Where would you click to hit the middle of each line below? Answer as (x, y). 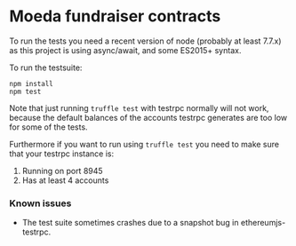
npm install (31, 83)
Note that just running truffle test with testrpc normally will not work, (139, 107)
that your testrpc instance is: (62, 154)
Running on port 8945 (63, 171)
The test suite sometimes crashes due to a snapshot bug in (130, 223)
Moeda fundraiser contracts (115, 16)
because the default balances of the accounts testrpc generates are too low (148, 117)
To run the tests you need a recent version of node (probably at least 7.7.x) (145, 41)
